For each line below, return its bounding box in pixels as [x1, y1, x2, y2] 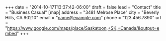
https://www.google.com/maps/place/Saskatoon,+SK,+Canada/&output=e [7, 25, 160, 31]
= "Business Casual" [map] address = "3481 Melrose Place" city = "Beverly [5, 9, 159, 15]
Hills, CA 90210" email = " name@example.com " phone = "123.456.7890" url [5, 15, 162, 20]
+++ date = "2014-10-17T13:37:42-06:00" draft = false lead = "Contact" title [5, 4, 161, 10]
